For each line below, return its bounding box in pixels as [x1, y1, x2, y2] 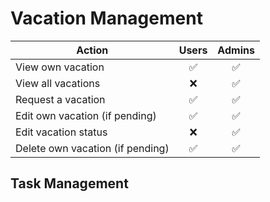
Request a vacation [15, 92, 106, 106]
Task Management [10, 175, 129, 192]
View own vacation [15, 60, 105, 74]
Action [76, 43, 109, 57]
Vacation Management [10, 7, 203, 30]
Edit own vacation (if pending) [15, 108, 157, 122]
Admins [217, 43, 255, 57]
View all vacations [15, 76, 101, 90]
